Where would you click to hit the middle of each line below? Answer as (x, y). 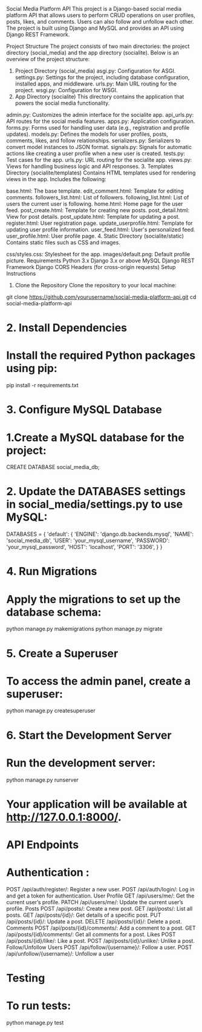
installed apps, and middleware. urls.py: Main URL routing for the (96, 84)
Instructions (21, 273)
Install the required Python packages (101, 355)
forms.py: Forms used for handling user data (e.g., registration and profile (98, 128)
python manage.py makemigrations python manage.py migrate (84, 629)
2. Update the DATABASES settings (96, 492)
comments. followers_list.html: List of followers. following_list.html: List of (98, 197)
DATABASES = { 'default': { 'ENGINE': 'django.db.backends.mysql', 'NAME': (100, 534)
